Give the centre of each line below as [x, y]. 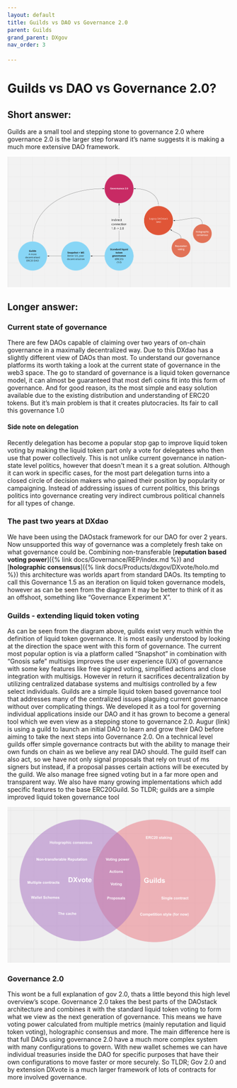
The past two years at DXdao [58, 521]
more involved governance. [47, 1077]
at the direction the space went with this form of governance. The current [114, 646]
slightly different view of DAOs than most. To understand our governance [114, 358]
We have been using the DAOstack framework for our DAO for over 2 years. [117, 537]
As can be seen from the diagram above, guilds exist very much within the [116, 631]
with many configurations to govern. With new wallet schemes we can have [117, 1047]
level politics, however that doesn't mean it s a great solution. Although [127, 465]
